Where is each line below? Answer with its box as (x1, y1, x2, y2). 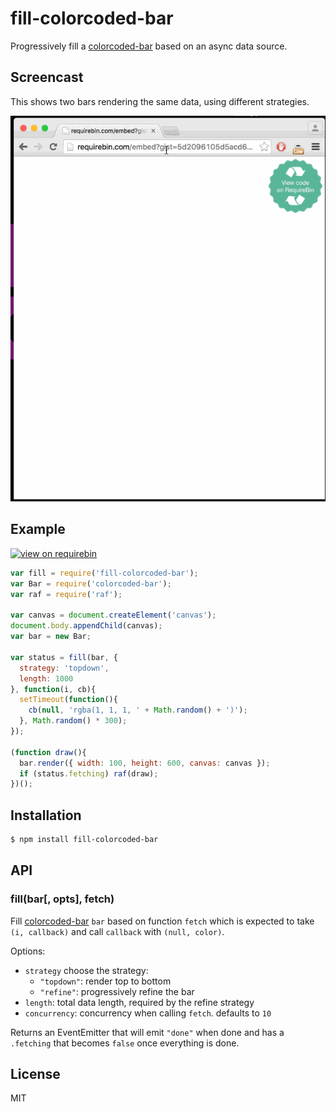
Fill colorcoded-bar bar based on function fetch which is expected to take (10, 915, 315, 927)
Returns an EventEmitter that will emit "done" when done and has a (10, 1026, 285, 1038)
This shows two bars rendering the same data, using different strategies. (10, 95, 310, 107)
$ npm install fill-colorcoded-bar (10, 835, 159, 845)
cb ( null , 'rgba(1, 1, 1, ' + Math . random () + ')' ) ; (28, 705, 248, 716)
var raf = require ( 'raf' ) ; (10, 589, 123, 599)
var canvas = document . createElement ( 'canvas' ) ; (10, 610, 217, 621)
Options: (10, 945, 46, 957)
